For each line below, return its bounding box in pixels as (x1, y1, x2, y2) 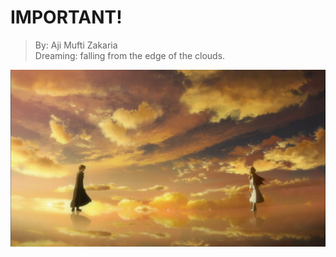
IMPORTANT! (10, 6, 123, 29)
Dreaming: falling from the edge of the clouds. (34, 49, 226, 61)
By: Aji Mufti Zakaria (34, 39, 118, 51)
